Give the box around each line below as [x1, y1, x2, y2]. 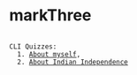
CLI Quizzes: [9, 41, 57, 51]
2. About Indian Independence [17, 57, 128, 66]
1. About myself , [17, 49, 81, 58]
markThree [9, 5, 92, 26]
